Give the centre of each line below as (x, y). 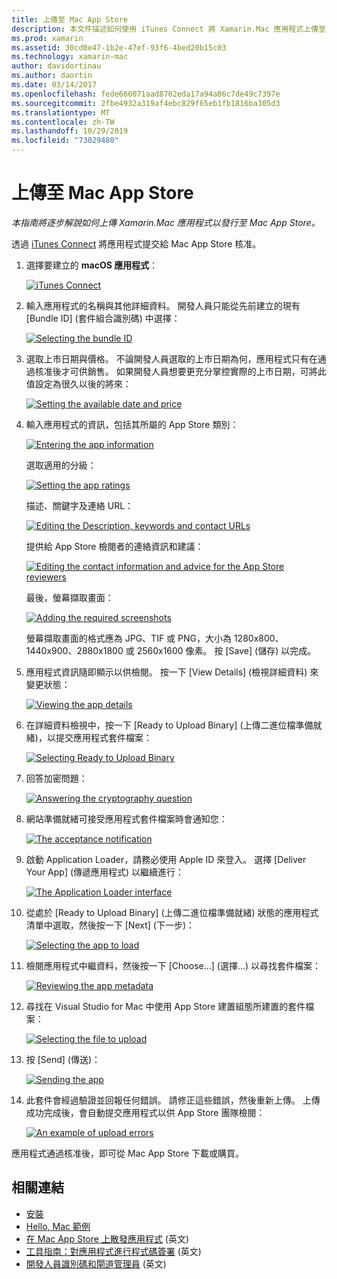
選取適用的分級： (61, 465)
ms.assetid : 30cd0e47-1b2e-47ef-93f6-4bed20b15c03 (119, 47)
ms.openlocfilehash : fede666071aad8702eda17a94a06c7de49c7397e (146, 94)
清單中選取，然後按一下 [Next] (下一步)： (110, 925)
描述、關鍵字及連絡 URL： (79, 505)
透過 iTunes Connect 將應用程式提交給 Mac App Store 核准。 (136, 243)
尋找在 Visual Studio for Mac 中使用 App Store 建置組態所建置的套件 (165, 1006)
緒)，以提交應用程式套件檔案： (89, 737)
